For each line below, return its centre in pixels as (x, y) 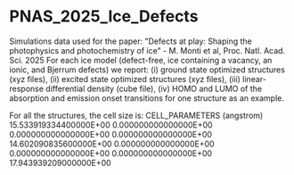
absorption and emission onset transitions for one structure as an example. (147, 98)
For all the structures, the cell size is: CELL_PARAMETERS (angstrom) (136, 115)
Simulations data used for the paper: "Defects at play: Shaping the (131, 41)
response (27, 88)
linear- (254, 79)
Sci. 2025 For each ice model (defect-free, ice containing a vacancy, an (141, 60)
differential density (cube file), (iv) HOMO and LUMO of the (154, 88)
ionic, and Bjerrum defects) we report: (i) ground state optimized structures (147, 70)
